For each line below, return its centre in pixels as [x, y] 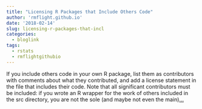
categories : [21, 34]
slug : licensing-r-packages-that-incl [55, 29]
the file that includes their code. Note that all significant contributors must [98, 86]
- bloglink [25, 40]
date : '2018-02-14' [31, 23]
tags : [13, 46]
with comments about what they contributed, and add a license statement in [101, 80]
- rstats [23, 51]
